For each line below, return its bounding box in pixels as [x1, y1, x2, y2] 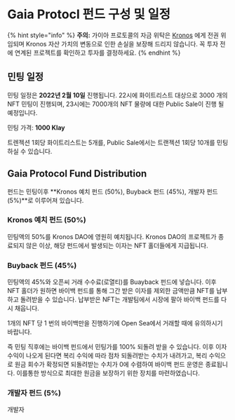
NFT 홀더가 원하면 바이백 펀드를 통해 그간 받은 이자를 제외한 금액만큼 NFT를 [7, 287, 215, 295]
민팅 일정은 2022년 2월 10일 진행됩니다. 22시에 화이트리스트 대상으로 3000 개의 [7, 90, 228, 99]
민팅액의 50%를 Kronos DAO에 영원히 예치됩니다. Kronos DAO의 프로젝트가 [7, 232, 217, 241]
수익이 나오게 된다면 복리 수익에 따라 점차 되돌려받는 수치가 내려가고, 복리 [7, 351, 208, 360]
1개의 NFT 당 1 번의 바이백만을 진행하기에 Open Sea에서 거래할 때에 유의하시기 [7, 319, 223, 327]
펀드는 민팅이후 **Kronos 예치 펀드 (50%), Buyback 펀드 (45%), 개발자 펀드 [7, 187, 219, 196]
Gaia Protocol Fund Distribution [7, 168, 147, 179]
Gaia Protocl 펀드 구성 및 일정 [7, 6, 170, 22]
